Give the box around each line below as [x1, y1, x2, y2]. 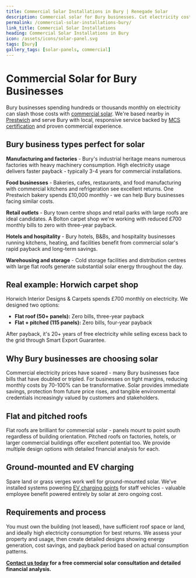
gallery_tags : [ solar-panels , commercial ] [6, 47, 111, 53]
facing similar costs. [6, 198, 54, 205]
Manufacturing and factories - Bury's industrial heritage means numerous [6, 155, 186, 162]
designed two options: [6, 301, 60, 308]
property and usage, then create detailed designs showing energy [6, 535, 165, 542]
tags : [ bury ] [6, 42, 38, 47]
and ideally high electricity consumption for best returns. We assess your [6, 529, 182, 536]
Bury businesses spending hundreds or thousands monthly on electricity [6, 104, 181, 111]
